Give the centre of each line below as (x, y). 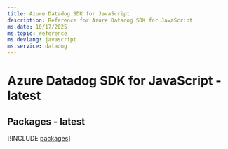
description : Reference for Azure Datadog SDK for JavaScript (100, 20)
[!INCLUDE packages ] (39, 138)
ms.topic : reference (38, 33)
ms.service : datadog (38, 46)
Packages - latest (46, 121)
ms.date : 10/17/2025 (38, 27)
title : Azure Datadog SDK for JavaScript (69, 14)
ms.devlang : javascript (42, 40)
